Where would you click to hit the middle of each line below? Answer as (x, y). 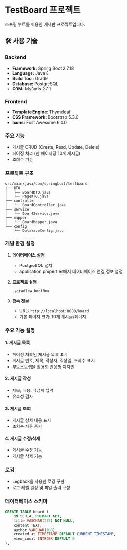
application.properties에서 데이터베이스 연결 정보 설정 (71, 271)
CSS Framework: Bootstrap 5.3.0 (45, 117)
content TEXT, (28, 525)
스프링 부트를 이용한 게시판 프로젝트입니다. (45, 24)
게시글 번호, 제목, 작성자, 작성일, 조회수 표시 (53, 360)
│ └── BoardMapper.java (31, 222)
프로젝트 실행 (24, 282)
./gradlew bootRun (31, 291)
